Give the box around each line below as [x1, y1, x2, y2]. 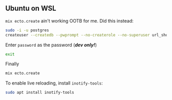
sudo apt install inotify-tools [5, 90, 74, 95]
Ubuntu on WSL [5, 4, 56, 13]
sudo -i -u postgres [5, 28, 50, 33]
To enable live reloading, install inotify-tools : [5, 80, 103, 86]
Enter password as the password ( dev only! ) [5, 42, 97, 48]
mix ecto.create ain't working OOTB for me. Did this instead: [5, 17, 134, 24]
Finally [5, 61, 19, 67]
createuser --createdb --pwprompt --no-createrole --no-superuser [5, 32, 150, 37]
